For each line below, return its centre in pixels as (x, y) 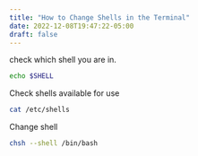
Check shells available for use (65, 93)
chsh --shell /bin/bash (54, 143)
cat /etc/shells (39, 110)
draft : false (34, 34)
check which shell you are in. (63, 60)
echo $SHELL (31, 76)
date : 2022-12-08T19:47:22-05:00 (72, 26)
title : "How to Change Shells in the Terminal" (100, 17)
